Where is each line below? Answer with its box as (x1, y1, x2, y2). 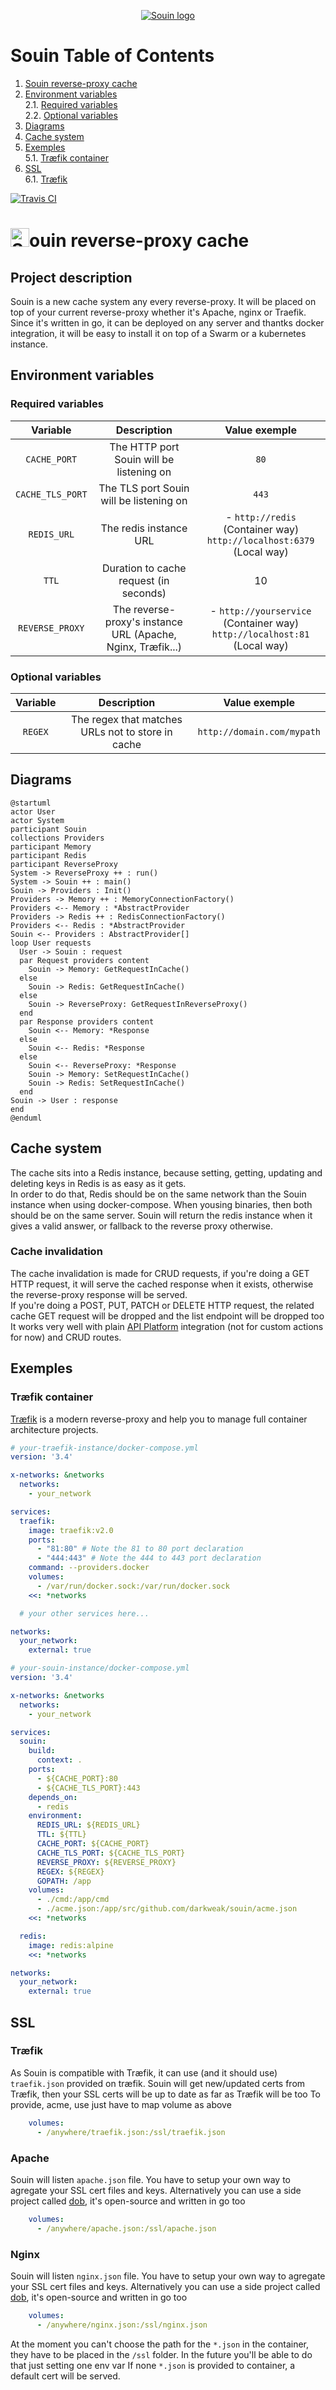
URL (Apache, (111, 627, 177, 641)
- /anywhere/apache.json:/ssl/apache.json (36, 2223, 217, 2234)
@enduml (10, 1113, 43, 1123)
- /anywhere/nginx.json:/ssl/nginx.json (36, 2320, 208, 2330)
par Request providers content (19, 955, 150, 965)
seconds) (121, 586, 167, 600)
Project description (10, 269, 133, 286)
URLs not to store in (80, 725, 173, 739)
